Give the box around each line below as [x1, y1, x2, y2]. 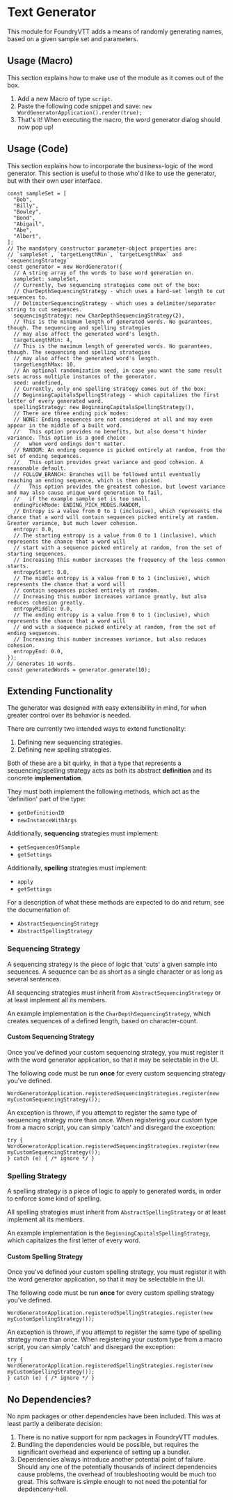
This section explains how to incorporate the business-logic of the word [7, 161, 214, 170]
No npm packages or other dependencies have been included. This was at [7, 1412, 221, 1420]
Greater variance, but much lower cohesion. [7, 519, 138, 527]
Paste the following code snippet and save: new [17, 102, 152, 110]
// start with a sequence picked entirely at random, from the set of [13, 544, 223, 551]
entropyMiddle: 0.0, [13, 605, 73, 612]
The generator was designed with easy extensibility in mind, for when [7, 704, 207, 712]
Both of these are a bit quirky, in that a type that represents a [7, 759, 182, 768]
